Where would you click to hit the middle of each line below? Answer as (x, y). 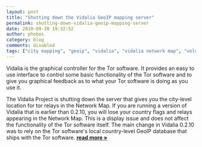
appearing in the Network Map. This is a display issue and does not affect (97, 118)
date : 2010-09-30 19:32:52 (40, 29)
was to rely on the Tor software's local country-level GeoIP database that (97, 131)
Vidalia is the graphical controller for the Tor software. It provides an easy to (100, 68)
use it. (14, 87)
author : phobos (25, 34)
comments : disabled (31, 46)
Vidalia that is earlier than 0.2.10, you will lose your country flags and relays (99, 111)
